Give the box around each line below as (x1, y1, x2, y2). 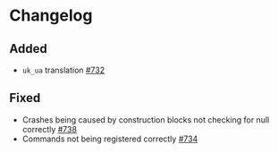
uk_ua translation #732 (21, 64, 105, 75)
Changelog (9, 5, 93, 26)
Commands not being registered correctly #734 (21, 133, 198, 144)
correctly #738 (21, 123, 78, 134)
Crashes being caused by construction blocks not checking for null (21, 114, 270, 125)
